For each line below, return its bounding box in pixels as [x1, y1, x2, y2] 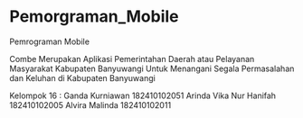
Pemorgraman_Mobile [9, 6, 179, 27]
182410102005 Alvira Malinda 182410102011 [9, 99, 172, 110]
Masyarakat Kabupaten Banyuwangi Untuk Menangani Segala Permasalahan [9, 63, 295, 74]
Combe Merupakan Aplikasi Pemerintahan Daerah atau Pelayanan [9, 53, 255, 64]
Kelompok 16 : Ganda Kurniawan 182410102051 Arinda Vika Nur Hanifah [9, 90, 277, 101]
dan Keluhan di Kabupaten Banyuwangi [9, 72, 156, 83]
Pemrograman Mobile [9, 36, 90, 47]
